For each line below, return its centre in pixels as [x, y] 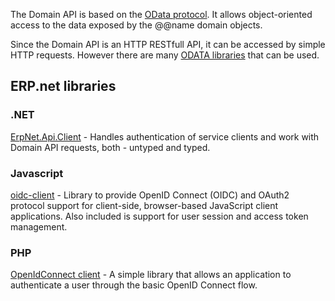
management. [39, 226]
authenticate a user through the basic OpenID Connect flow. [134, 285]
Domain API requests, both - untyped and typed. [110, 147]
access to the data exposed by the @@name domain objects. [136, 25]
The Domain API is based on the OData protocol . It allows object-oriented [161, 14]
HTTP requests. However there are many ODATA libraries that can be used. [165, 55]
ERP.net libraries [63, 86]
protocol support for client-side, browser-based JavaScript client [144, 205]
